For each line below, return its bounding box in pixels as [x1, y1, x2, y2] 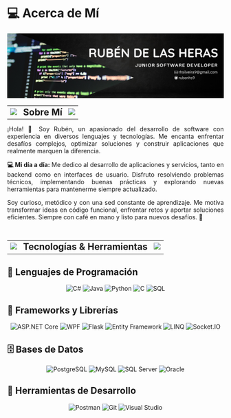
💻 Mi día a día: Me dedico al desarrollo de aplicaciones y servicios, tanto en [7, 161, 224, 169]
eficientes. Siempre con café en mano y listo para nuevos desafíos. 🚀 [7, 213, 203, 221]
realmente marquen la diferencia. [7, 147, 101, 155]
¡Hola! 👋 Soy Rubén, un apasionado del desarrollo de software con [7, 125, 224, 133]
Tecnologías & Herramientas [23, 241, 148, 253]
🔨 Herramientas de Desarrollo [7, 385, 136, 397]
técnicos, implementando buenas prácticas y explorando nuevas [7, 178, 224, 186]
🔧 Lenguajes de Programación [7, 266, 139, 278]
